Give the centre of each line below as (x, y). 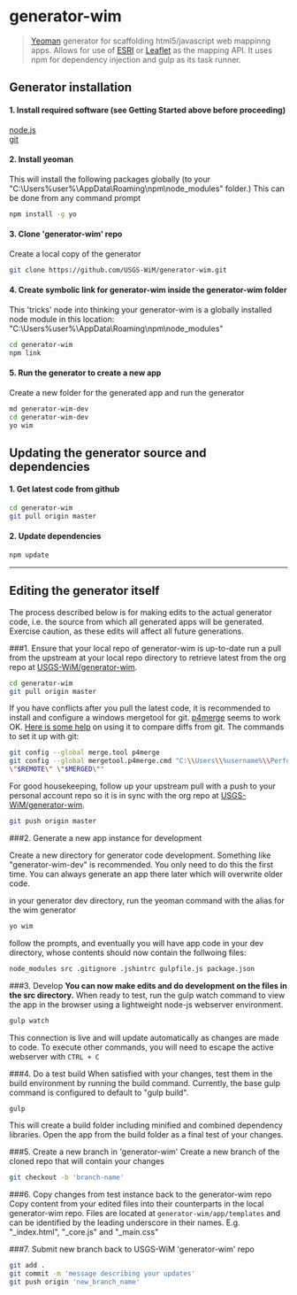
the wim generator (43, 910)
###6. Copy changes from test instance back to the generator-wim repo (141, 1195)
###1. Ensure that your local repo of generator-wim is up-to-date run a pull (145, 648)
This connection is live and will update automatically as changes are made (145, 1037)
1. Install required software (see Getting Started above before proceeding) (147, 110)
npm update (29, 555)
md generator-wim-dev (49, 409)
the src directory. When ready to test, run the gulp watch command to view (147, 995)
